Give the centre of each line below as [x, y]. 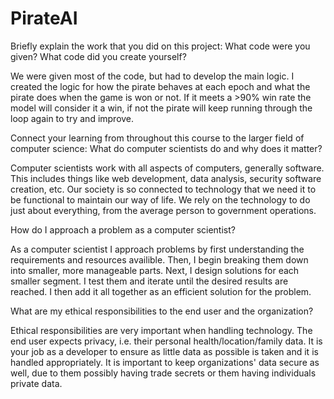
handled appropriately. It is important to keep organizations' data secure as [165, 362]
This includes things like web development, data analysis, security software [166, 178]
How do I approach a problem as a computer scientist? [123, 229]
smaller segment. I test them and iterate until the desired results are [149, 281]
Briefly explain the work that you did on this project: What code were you [160, 46]
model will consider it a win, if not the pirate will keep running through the [161, 108]
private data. [36, 383]
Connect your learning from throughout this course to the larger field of [157, 138]
